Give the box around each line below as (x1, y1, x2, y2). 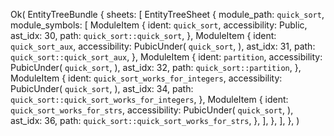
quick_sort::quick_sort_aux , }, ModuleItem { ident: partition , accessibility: (10, 51, 323, 63)
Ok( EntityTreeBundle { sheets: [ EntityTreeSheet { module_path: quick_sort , (10, 9, 325, 20)
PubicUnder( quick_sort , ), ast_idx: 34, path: (10, 83, 194, 94)
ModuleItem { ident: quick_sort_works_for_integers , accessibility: (10, 72, 283, 84)
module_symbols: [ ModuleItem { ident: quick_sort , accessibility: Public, (10, 19, 308, 31)
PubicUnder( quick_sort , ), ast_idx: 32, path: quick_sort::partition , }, (10, 62, 302, 73)
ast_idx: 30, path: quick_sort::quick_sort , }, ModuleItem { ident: (10, 30, 277, 41)
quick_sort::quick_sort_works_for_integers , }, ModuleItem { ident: (10, 94, 289, 105)
